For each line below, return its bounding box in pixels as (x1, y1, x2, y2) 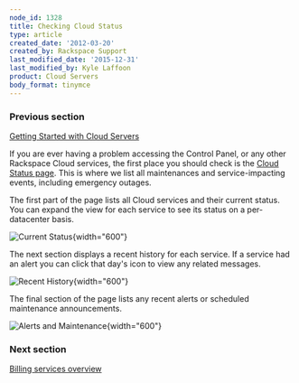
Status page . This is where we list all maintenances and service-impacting (9, 167, 286, 178)
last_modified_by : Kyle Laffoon (9, 64, 131, 73)
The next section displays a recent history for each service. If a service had (9, 248, 291, 259)
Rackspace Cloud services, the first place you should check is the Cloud (9, 157, 279, 168)
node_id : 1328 (9, 13, 63, 23)
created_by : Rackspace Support (9, 47, 127, 56)
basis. (51, 213, 74, 224)
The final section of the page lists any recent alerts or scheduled (9, 293, 250, 304)
